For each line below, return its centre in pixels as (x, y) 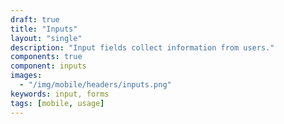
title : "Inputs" (44, 29)
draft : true (35, 19)
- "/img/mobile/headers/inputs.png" (95, 85)
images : (26, 76)
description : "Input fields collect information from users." (142, 47)
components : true (46, 57)
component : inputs (48, 66)
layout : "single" (46, 38)
